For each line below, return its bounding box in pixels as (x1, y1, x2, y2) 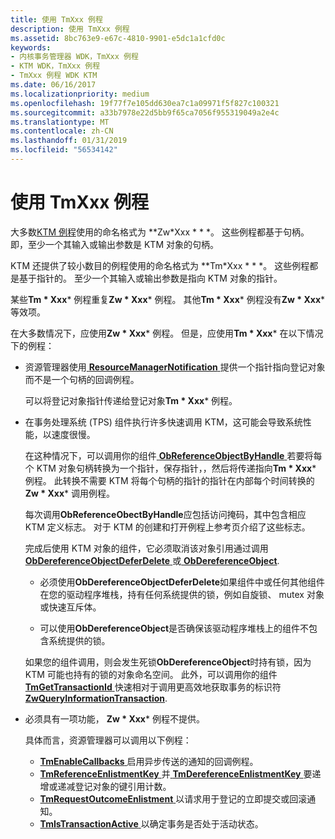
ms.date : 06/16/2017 (10, 80, 97, 90)
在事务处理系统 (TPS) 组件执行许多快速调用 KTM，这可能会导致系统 (24, 416, 303, 428)
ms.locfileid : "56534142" (10, 145, 118, 155)
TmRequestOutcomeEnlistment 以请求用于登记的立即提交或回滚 (39, 792, 308, 805)
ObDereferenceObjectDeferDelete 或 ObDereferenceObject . (24, 554, 280, 566)
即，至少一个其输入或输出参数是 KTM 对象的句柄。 (10, 238, 219, 250)
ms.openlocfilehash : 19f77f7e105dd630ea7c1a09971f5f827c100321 (10, 98, 280, 108)
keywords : (10, 42, 52, 53)
